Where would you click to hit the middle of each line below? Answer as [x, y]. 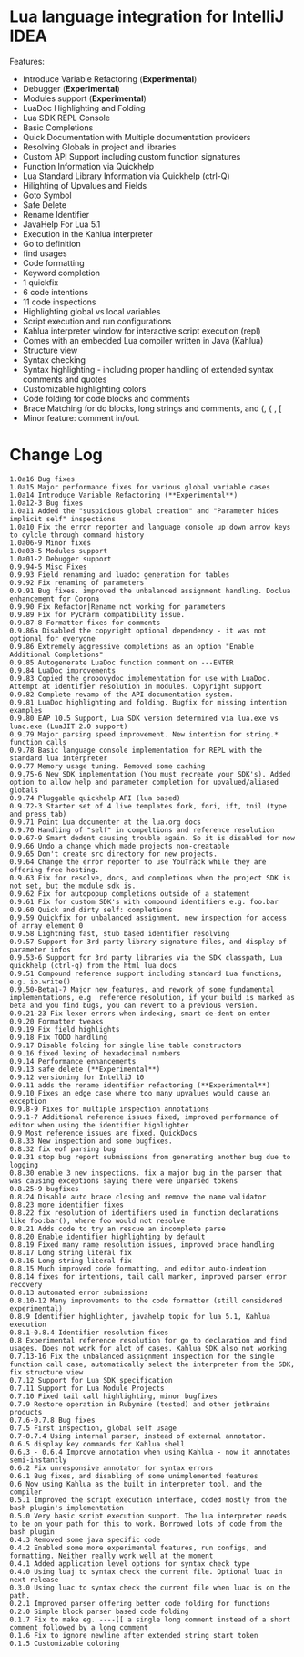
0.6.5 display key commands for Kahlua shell [97, 1444]
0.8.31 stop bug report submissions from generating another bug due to [150, 1157]
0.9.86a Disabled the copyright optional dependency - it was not [138, 631]
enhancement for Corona [55, 599]
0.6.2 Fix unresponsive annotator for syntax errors [111, 1468]
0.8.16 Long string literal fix [71, 1261]
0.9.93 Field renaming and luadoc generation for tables [120, 575]
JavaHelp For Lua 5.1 [61, 224]
